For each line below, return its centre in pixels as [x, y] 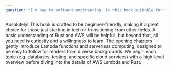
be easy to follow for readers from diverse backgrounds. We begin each [81, 51]
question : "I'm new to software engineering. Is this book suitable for [84, 10]
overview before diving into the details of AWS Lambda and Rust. [73, 62]
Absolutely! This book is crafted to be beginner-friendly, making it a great [82, 24]
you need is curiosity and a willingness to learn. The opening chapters [79, 41]
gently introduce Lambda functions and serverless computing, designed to [83, 46]
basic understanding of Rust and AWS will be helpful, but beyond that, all [82, 35]
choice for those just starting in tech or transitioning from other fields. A [80, 30]
